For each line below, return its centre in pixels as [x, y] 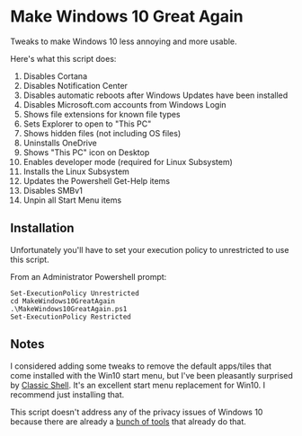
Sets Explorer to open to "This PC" [87, 124]
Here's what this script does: [63, 58]
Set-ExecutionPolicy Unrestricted [75, 293]
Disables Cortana [55, 76]
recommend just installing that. [67, 394]
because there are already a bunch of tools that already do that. [128, 421]
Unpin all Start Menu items [72, 200]
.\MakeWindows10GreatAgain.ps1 [69, 309]
